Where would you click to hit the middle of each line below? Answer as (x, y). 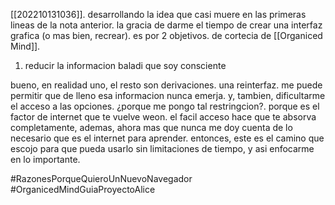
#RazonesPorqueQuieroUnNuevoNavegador (101, 178)
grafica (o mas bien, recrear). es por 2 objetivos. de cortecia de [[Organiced (166, 35)
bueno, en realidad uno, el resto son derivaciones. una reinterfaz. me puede (166, 85)
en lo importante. (45, 159)
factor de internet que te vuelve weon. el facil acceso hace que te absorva (163, 117)
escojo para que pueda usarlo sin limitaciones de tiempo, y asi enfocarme (162, 148)
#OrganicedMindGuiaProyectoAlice (83, 189)
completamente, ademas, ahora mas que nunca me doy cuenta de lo (151, 127)
